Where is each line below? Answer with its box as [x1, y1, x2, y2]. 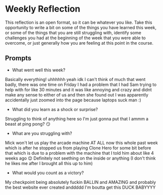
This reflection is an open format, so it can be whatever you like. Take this [5, 19, 152, 25]
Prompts [5, 54, 32, 63]
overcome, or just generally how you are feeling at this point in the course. [5, 40, 154, 46]
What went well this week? [12, 67, 65, 73]
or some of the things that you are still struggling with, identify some [5, 30, 142, 35]
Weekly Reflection [5, 3, 81, 15]
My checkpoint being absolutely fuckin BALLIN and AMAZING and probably [5, 179, 156, 185]
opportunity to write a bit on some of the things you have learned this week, [5, 24, 157, 30]
